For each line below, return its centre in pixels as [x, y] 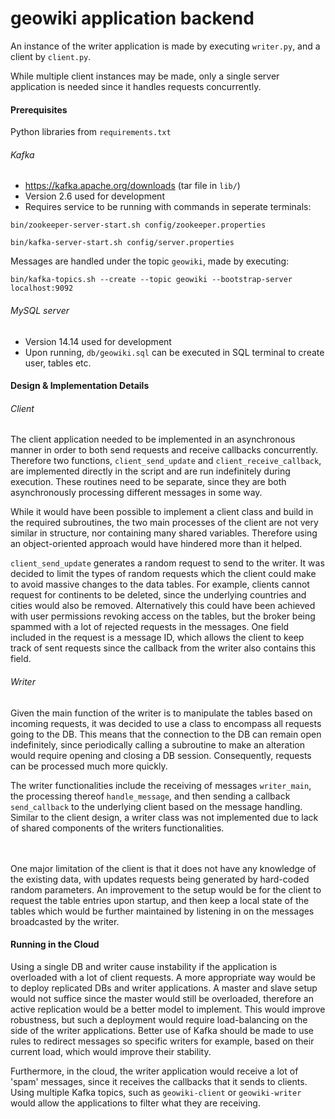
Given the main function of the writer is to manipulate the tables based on [161, 713]
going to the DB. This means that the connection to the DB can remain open [166, 734]
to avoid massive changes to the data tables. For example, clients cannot [160, 584]
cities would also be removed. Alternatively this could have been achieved [163, 606]
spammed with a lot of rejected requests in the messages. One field [150, 627]
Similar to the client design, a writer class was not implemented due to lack [164, 817]
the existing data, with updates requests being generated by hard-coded [160, 879]
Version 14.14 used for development [98, 341]
